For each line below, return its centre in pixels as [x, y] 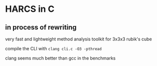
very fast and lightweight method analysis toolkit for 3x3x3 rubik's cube [79, 39]
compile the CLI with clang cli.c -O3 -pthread [53, 49]
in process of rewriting [41, 27]
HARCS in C [30, 9]
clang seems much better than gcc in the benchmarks [60, 58]
